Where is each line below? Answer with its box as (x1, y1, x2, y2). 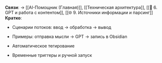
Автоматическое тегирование (12, 43, 75, 49)
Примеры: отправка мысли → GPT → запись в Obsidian (12, 34, 127, 39)
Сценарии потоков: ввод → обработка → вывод (12, 25, 111, 30)
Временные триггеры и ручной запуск (12, 52, 92, 58)
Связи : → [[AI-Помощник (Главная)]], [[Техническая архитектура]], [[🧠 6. (5, 5, 158, 10)
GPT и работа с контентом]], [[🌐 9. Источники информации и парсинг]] (5, 10, 153, 15)
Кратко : (5, 15, 22, 21)
